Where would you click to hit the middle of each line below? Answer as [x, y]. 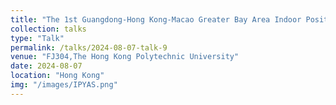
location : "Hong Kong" [57, 76]
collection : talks [48, 29]
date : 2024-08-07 [46, 66]
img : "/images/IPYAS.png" [64, 85]
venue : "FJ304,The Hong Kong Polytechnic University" [125, 57]
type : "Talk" [37, 38]
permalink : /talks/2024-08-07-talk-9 [89, 47]
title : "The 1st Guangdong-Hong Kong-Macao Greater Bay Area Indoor [156, 19]
